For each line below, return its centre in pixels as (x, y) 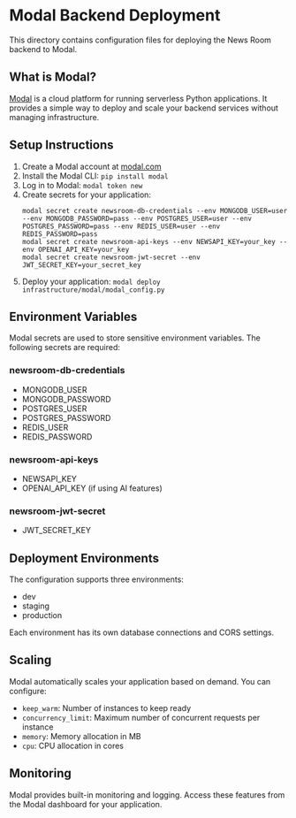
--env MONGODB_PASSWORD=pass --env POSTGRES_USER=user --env (137, 218)
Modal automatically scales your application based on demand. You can (140, 681)
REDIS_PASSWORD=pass (60, 234)
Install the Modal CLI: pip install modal (95, 176)
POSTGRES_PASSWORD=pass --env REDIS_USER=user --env (121, 226)
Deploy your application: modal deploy (91, 281)
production (42, 615)
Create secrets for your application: (87, 195)
